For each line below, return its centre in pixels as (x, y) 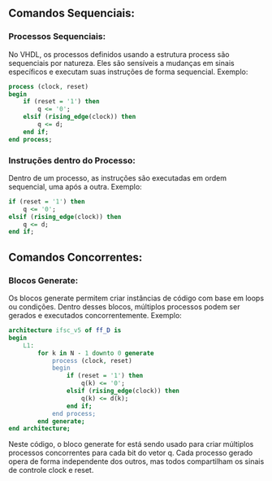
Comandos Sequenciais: (72, 13)
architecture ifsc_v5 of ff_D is (65, 330)
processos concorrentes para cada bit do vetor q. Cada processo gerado (131, 453)
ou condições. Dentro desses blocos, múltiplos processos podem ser (124, 307)
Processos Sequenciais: (57, 37)
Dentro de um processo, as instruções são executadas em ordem (118, 177)
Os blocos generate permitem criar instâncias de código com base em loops (136, 298)
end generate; (61, 421)
